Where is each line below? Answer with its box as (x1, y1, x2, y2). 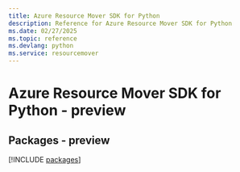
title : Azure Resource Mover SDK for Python (8, 11, 160, 20)
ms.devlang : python (8, 42, 74, 50)
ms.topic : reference (8, 34, 78, 43)
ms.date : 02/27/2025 (8, 27, 78, 35)
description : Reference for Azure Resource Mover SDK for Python (8, 19, 232, 27)
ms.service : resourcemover (8, 49, 99, 57)
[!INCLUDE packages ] (8, 155, 81, 164)
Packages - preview (8, 133, 110, 147)
